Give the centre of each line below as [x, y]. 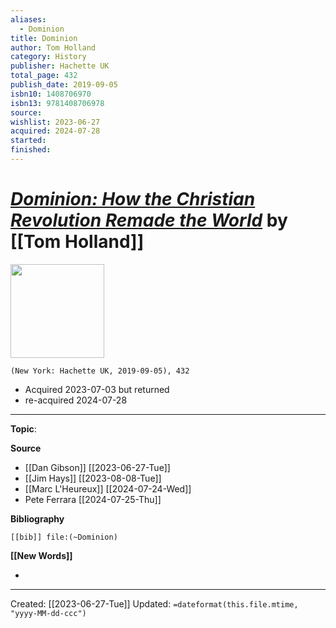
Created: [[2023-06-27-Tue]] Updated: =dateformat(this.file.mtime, [154, 603]
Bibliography [37, 518]
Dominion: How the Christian [133, 199]
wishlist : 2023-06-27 [55, 122]
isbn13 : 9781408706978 [57, 103]
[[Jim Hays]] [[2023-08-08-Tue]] [93, 478]
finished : [31, 150]
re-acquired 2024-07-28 [76, 400]
